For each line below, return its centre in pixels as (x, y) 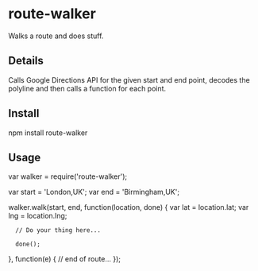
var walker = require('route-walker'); (68, 176)
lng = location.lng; (38, 216)
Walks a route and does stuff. (56, 36)
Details (26, 61)
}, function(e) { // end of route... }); (65, 259)
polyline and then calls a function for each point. (87, 88)
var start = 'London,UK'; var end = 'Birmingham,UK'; (94, 192)
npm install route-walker (48, 133)
